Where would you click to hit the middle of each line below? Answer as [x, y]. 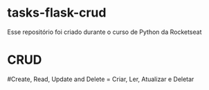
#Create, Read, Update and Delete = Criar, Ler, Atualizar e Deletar [101, 79]
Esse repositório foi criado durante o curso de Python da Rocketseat [104, 32]
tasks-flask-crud [57, 13]
